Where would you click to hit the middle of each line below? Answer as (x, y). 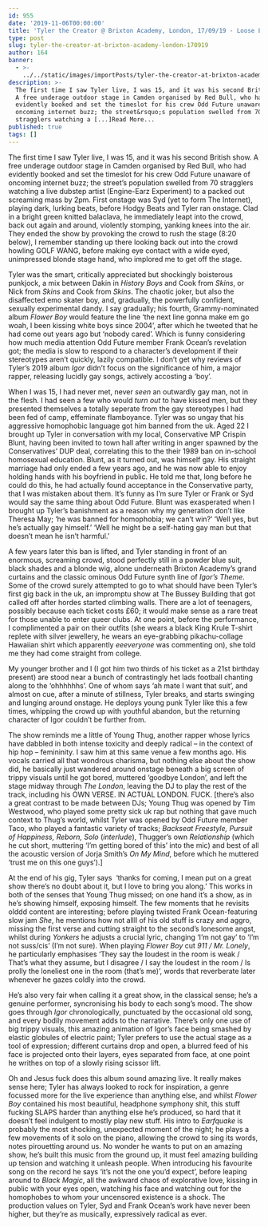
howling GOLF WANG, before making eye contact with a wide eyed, (119, 250)
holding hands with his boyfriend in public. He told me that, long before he (130, 477)
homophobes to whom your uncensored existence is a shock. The (117, 1197)
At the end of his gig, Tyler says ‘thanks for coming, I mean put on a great (130, 877)
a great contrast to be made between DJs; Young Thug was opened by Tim (132, 802)
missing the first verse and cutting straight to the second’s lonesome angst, (132, 928)
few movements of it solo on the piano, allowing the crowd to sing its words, (133, 1138)
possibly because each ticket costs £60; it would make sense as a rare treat (133, 611)
